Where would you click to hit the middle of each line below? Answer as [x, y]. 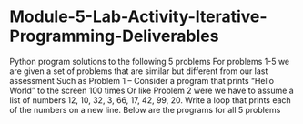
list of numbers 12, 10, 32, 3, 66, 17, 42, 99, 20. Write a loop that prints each [150, 100]
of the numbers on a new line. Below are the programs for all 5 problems [145, 109]
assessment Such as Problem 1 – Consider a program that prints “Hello [142, 80]
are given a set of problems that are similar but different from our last [139, 71]
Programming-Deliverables [114, 36]
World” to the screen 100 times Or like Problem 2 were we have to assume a [151, 90]
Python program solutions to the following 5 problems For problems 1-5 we [150, 61]
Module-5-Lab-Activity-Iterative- [138, 17]
